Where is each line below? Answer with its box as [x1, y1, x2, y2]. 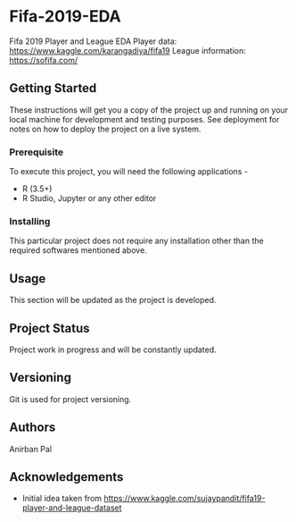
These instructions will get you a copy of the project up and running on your [9, 105, 288, 115]
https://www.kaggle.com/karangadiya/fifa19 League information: [9, 45, 247, 55]
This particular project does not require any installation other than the [9, 235, 265, 247]
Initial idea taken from [21, 493, 103, 504]
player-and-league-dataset [21, 502, 122, 513]
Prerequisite [9, 146, 64, 158]
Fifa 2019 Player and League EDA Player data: [9, 36, 177, 46]
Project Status [9, 320, 91, 336]
